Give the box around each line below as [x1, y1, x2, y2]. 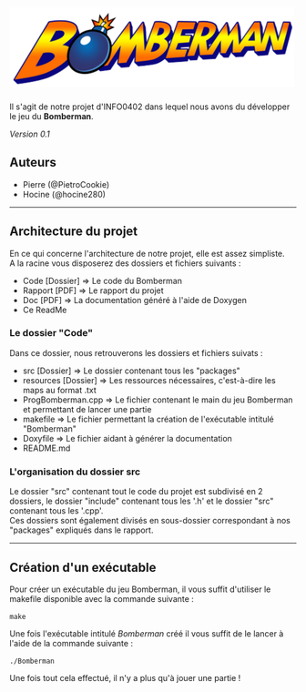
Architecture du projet [9, 224, 138, 239]
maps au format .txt [22, 384, 97, 395]
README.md [22, 443, 71, 453]
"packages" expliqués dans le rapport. [9, 524, 154, 535]
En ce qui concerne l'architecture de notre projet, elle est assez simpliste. [9, 248, 285, 259]
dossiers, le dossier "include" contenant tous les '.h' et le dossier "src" [9, 495, 274, 507]
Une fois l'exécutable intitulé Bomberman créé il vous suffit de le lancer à [9, 627, 284, 639]
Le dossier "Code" [9, 327, 94, 340]
